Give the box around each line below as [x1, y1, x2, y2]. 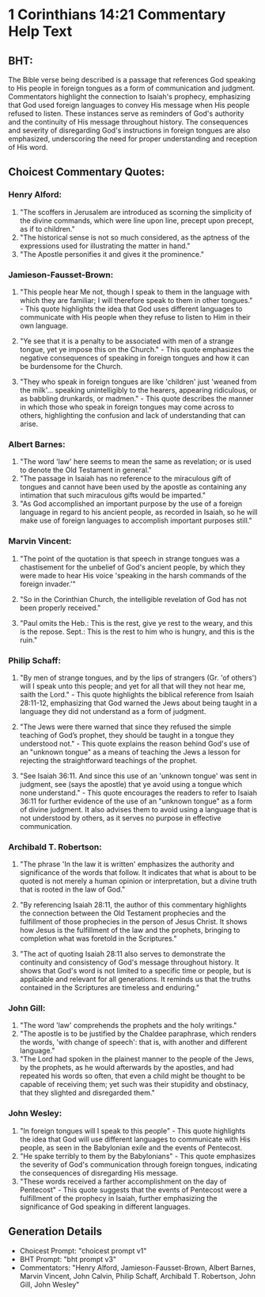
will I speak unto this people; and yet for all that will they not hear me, [19, 681, 246, 691]
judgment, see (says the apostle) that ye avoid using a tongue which [19, 779, 243, 789]
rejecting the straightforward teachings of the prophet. [19, 755, 198, 765]
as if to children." [19, 224, 75, 233]
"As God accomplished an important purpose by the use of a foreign [19, 499, 243, 508]
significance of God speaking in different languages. [19, 1202, 191, 1211]
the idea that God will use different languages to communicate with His [19, 1134, 251, 1144]
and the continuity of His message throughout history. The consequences [8, 117, 248, 126]
